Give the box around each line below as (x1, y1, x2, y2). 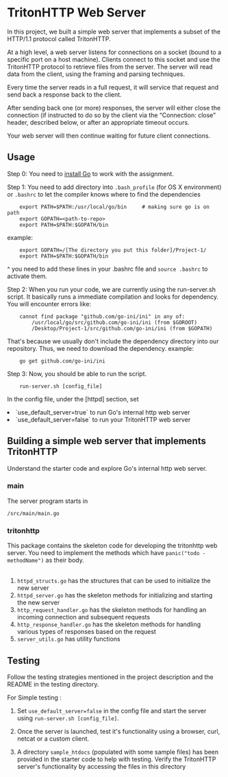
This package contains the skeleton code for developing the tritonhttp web (7, 541, 218, 550)
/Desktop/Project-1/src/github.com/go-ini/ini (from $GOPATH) (31, 325, 213, 332)
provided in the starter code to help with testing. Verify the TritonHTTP (16, 755, 216, 763)
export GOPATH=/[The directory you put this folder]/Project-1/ (19, 247, 207, 254)
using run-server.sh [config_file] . (16, 714, 119, 722)
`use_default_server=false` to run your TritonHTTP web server (16, 415, 191, 423)
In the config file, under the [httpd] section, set (7, 395, 139, 403)
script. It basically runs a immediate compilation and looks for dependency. (7, 293, 219, 301)
